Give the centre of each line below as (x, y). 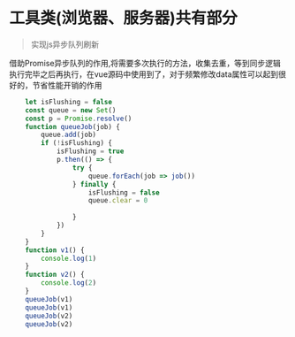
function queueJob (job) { (73, 126)
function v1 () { (55, 250)
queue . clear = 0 (118, 201)
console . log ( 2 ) (69, 283)
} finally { (94, 184)
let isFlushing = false (69, 102)
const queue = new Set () (71, 110)
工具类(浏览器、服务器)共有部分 (124, 18)
